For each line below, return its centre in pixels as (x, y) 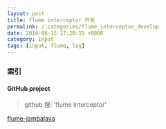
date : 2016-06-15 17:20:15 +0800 (55, 33)
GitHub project (29, 88)
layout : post (26, 14)
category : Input (30, 40)
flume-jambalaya (31, 119)
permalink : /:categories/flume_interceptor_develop (83, 26)
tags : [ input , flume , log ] (46, 46)
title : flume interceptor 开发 (51, 20)
